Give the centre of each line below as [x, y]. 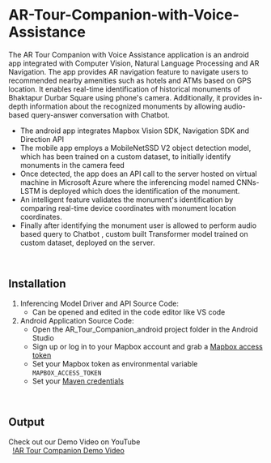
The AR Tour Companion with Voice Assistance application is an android [129, 54]
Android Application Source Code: [77, 320]
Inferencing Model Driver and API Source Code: [100, 303]
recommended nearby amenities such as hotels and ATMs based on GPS [130, 80]
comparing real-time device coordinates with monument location [128, 208]
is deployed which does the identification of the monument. [141, 191]
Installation [37, 284]
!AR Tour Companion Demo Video [68, 450]
